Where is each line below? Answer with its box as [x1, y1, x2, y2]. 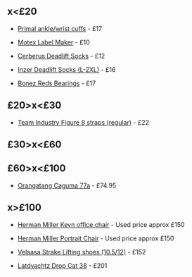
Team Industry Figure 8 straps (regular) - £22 [17, 118, 150, 126]
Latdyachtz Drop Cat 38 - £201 [17, 261, 108, 270]
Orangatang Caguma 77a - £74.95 [17, 181, 117, 190]
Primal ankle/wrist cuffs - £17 [17, 24, 103, 32]
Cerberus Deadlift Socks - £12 [17, 51, 105, 60]
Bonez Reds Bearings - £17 [17, 79, 96, 87]
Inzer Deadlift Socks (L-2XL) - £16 [17, 65, 116, 73]
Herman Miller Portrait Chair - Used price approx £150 [17, 234, 174, 242]
